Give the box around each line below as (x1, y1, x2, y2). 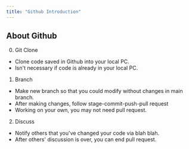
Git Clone (14, 46, 38, 54)
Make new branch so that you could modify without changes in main (14, 88, 183, 95)
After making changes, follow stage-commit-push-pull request (14, 100, 169, 107)
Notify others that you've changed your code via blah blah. (14, 129, 160, 137)
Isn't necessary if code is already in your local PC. (14, 64, 138, 72)
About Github (6, 31, 58, 41)
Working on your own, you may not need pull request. (14, 107, 147, 114)
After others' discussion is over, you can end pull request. (14, 136, 157, 143)
